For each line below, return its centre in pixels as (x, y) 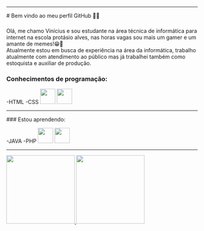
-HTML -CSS (23, 102)
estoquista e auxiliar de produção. (49, 63)
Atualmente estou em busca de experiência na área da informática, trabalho (101, 50)
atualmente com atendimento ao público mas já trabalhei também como (96, 57)
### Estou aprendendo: (36, 120)
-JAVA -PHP (22, 141)
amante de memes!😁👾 (35, 44)
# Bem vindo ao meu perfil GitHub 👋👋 (53, 16)
